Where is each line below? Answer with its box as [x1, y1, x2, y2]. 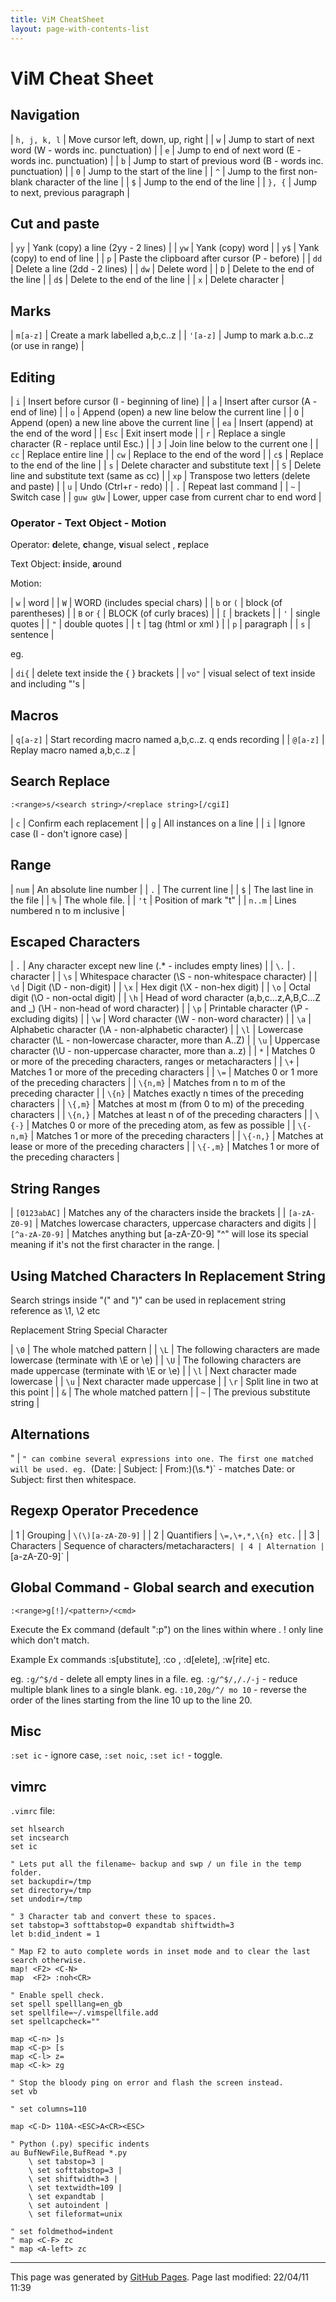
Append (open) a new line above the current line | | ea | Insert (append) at [10, 416, 314, 428]
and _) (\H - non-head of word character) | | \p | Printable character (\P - [10, 1002, 310, 1015]
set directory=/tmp [10, 1886, 92, 1896]
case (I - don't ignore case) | [10, 827, 128, 840]
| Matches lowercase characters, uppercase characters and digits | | [34, 1217, 317, 1230]
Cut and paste [10, 215, 100, 232]
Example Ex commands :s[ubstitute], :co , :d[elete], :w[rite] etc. [10, 1653, 270, 1665]
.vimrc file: [10, 1805, 56, 1817]
